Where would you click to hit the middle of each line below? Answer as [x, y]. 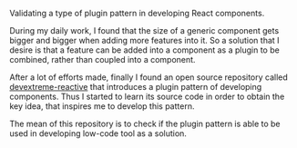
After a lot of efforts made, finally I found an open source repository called [149, 77]
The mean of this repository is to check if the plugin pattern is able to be [145, 123]
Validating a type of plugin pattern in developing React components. [137, 13]
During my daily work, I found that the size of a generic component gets [144, 30]
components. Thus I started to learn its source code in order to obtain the [147, 96]
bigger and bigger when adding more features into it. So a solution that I [144, 40]
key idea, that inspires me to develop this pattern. [102, 106]
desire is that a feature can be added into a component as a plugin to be [144, 50]
